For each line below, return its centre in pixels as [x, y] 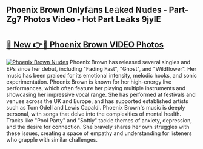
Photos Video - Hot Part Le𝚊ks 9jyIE [92, 20]
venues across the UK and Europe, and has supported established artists [98, 101]
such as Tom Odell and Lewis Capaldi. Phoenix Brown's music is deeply [96, 108]
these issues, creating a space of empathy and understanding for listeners [99, 133]
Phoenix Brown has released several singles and [130, 62]
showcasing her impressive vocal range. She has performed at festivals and [101, 94]
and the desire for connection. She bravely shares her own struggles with [98, 127]
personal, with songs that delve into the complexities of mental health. [94, 114]
